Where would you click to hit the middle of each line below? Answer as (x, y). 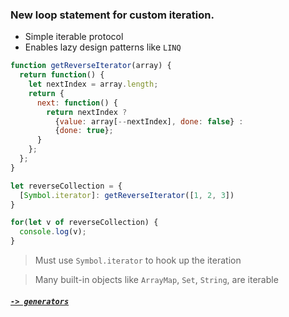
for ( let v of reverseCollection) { (84, 223)
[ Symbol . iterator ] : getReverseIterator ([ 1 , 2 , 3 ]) (127, 195)
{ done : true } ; (84, 131)
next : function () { (77, 103)
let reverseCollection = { (66, 186)
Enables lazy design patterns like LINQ (103, 47)
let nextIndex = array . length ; (93, 84)
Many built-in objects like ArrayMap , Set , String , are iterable (156, 280)
